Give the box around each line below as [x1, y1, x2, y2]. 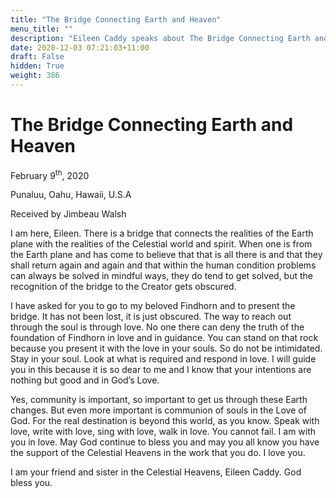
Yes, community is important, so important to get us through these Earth [10, 394, 308, 406]
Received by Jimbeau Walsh [10, 208, 127, 220]
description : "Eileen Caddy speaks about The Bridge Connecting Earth [10, 33, 311, 43]
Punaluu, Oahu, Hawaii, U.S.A [10, 189, 132, 201]
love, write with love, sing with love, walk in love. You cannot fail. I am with [10, 426, 317, 438]
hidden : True [10, 61, 65, 71]
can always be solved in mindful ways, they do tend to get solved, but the [10, 270, 313, 282]
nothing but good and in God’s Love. [10, 374, 160, 386]
